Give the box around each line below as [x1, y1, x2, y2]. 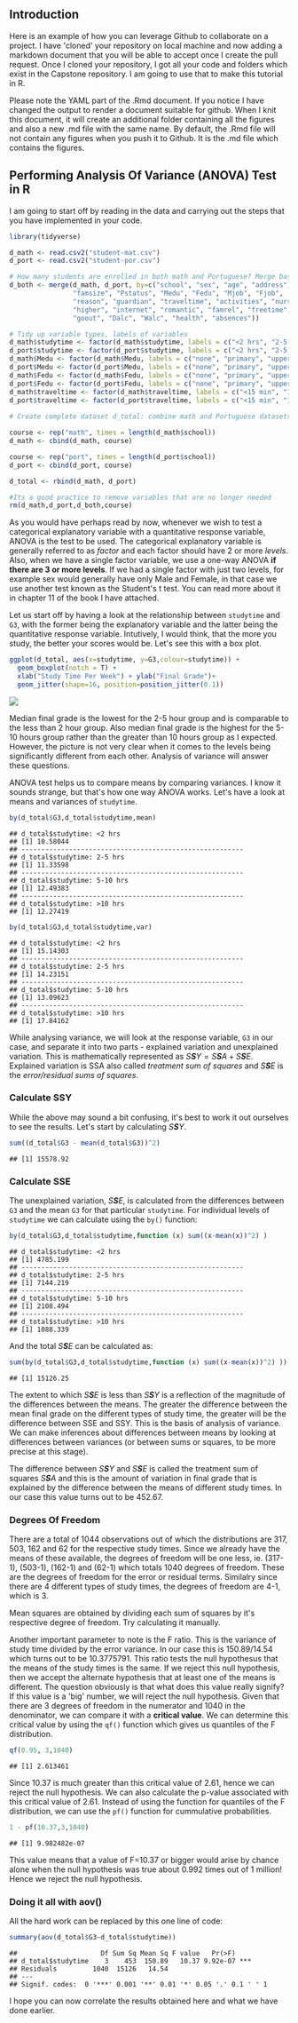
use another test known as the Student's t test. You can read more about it [9, 583, 281, 594]
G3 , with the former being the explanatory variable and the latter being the [9, 619, 278, 630]
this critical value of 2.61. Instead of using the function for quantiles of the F [9, 1796, 286, 1806]
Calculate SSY [9, 1091, 73, 1104]
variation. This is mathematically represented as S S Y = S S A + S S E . [9, 1051, 254, 1061]
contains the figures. [9, 142, 85, 153]
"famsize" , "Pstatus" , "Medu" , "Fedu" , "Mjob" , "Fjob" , [72, 289, 284, 297]
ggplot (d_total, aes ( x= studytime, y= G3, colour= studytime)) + [9, 655, 240, 664]
